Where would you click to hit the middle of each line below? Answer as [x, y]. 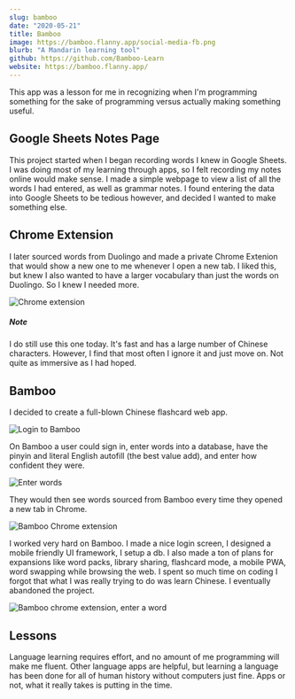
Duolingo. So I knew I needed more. [74, 284]
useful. [22, 111]
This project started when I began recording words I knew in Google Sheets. [148, 159]
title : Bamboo [35, 34]
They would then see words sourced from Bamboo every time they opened [146, 500]
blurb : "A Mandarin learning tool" [75, 50]
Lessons [33, 636]
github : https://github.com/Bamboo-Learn [87, 58]
